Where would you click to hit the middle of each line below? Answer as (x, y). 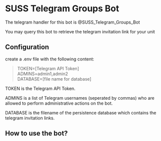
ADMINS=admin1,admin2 (42, 74)
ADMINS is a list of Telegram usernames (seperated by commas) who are (80, 98)
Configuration (27, 47)
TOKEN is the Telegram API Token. (40, 88)
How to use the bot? (37, 133)
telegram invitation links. (30, 118)
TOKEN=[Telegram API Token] (48, 68)
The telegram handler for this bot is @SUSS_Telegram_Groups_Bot (73, 22)
